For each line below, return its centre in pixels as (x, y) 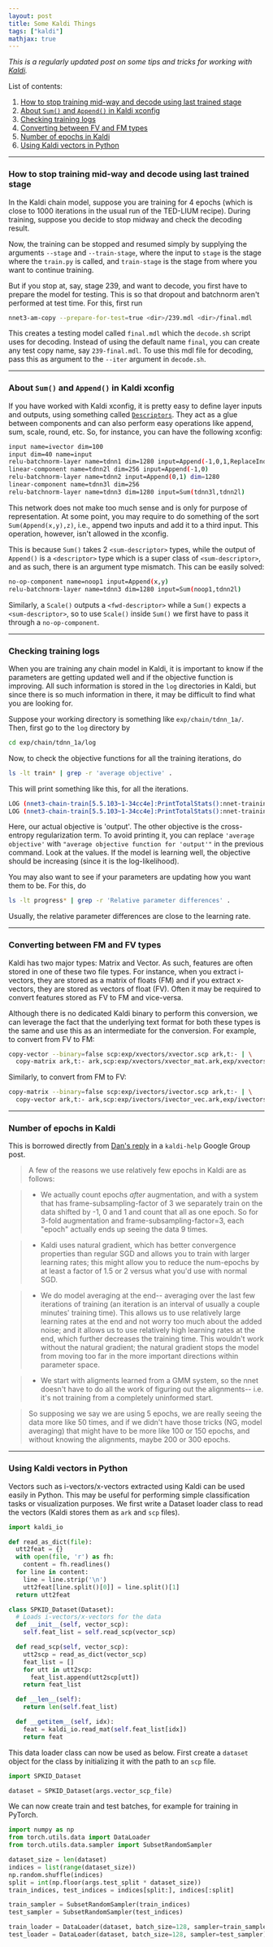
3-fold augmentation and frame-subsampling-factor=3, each (142, 1221)
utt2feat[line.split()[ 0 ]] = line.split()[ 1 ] (102, 1587)
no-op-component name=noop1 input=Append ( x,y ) (89, 582)
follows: (41, 1179)
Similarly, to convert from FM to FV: (67, 1077)
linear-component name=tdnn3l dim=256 (74, 485)
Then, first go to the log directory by (69, 727)
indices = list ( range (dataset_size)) (72, 1867)
